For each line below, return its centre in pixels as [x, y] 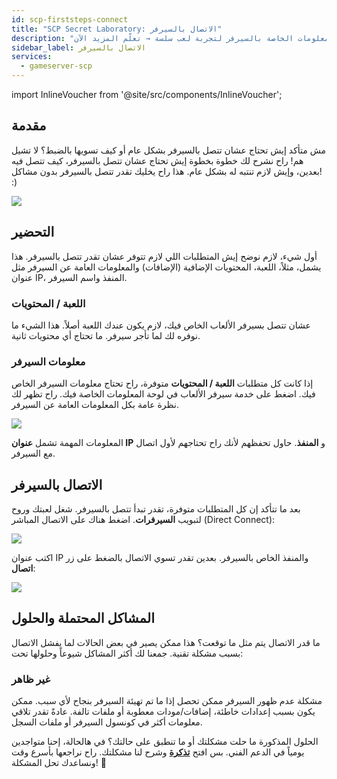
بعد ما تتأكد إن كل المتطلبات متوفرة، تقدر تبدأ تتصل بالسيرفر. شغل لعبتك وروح [156, 509]
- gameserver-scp [56, 66]
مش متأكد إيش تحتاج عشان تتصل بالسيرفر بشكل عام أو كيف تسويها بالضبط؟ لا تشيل [169, 150]
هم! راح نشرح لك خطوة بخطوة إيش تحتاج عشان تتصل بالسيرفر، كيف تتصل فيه [157, 160]
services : [32, 57]
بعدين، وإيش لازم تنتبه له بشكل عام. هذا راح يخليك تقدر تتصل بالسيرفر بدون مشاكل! [167, 171]
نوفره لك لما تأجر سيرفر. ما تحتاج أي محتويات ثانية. [106, 335]
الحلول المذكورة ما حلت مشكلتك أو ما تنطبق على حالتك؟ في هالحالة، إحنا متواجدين [165, 742]
